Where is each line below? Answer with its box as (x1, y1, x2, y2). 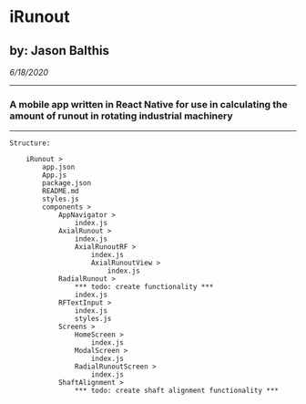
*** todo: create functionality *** (74, 283, 214, 292)
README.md (42, 187, 79, 196)
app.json (42, 162, 76, 172)
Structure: (9, 139, 51, 148)
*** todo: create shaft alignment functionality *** (74, 386, 280, 396)
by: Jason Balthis (9, 43, 109, 58)
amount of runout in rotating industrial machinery (9, 109, 234, 122)
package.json (42, 179, 92, 188)
